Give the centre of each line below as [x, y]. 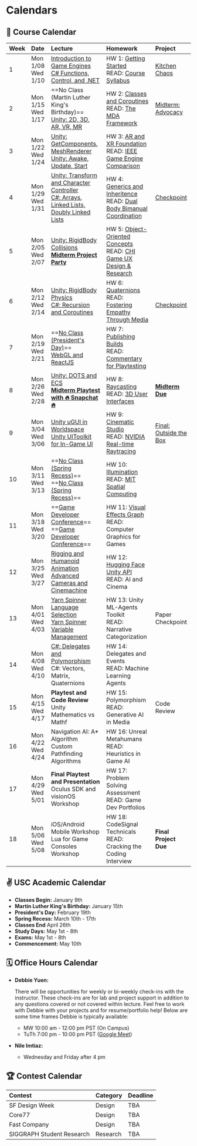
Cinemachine [69, 590]
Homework [122, 49]
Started [117, 66]
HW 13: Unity [125, 600]
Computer [120, 529]
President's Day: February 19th [52, 912]
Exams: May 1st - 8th [40, 937]
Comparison [123, 166]
